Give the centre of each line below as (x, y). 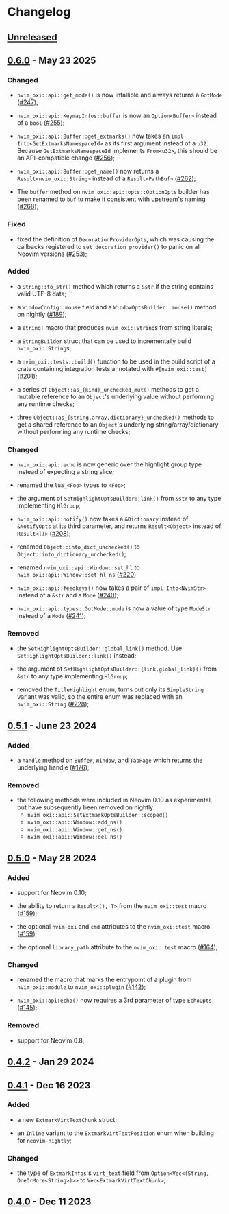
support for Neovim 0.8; (51, 1040)
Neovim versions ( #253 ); (52, 254)
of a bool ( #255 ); (41, 123)
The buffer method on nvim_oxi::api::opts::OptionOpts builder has (113, 192)
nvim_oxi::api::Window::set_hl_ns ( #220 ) (77, 575)
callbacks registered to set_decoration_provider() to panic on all (109, 246)
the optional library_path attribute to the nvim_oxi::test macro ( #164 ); (117, 947)
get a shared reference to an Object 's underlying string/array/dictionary (118, 424)
